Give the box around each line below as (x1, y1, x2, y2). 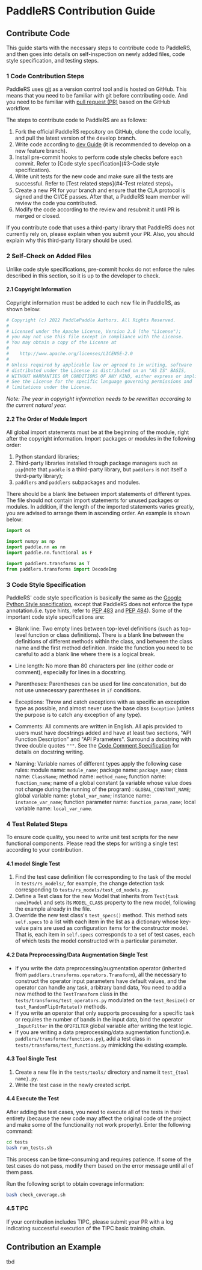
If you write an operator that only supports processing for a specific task (14, 1009, 195, 1017)
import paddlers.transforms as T (6, 560, 90, 566)
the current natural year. (6, 401, 67, 409)
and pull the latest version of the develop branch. (14, 134, 137, 142)
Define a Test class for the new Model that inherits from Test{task (14, 893, 179, 900)
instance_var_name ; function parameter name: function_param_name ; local (14, 798, 196, 805)
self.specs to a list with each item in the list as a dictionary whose (14, 918, 179, 925)
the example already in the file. (14, 905, 92, 912)
